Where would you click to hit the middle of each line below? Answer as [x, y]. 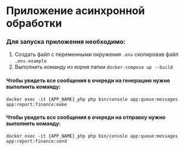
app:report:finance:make [37, 104]
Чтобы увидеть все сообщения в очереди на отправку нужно [86, 117]
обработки [34, 23]
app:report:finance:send [37, 141]
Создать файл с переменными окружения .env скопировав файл [96, 55]
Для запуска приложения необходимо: [66, 42]
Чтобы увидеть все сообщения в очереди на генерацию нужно [88, 81]
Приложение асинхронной [75, 11]
